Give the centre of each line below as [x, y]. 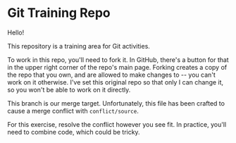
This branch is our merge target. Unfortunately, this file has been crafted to [116, 103]
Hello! [16, 32]
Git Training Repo [59, 13]
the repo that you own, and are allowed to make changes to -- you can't [112, 75]
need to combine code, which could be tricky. [74, 132]
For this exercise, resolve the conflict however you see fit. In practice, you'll [117, 124]
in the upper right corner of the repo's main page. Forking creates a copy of [117, 67]
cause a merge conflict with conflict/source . [73, 111]
